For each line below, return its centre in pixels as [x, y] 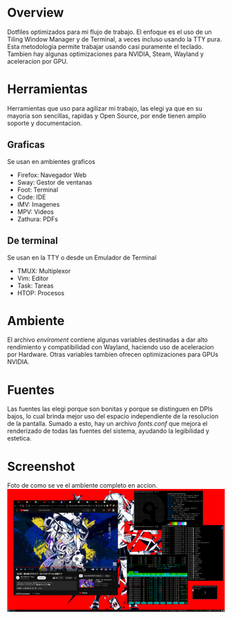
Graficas [26, 145]
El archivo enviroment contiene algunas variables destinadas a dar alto [108, 340]
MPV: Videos [35, 212]
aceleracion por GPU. [38, 61]
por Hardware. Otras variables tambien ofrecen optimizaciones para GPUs [113, 355]
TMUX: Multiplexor [44, 270]
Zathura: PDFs [38, 219]
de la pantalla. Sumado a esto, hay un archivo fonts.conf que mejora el [107, 424]
